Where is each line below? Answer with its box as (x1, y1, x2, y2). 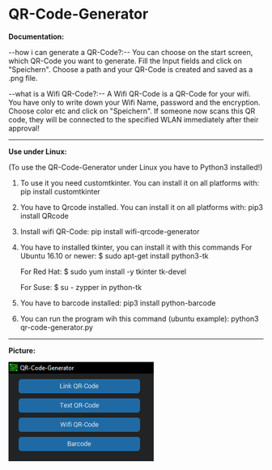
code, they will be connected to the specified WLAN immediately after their (8, 114, 259, 124)
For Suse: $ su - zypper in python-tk (19, 282, 142, 292)
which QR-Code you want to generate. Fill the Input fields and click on (8, 56, 243, 66)
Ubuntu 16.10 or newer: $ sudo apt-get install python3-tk (19, 250, 209, 260)
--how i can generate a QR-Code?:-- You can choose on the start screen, (8, 47, 253, 57)
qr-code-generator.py (19, 322, 93, 332)
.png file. (8, 73, 38, 83)
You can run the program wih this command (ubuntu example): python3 (19, 314, 259, 323)
